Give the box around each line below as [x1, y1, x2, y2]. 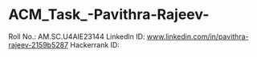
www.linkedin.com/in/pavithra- [146, 32, 249, 41]
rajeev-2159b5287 [8, 40, 69, 49]
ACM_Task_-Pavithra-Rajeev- [8, 6, 210, 24]
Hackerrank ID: [70, 40, 120, 49]
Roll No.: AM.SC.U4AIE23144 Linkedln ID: [8, 32, 145, 41]
